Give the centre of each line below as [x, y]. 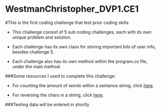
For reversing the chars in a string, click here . [58, 95]
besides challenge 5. [33, 52]
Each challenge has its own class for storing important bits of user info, [84, 46]
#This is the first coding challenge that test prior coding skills [67, 22]
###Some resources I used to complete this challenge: [60, 76]
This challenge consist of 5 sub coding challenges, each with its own [82, 32]
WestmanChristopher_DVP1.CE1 [72, 9]
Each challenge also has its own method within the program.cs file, [80, 61]
